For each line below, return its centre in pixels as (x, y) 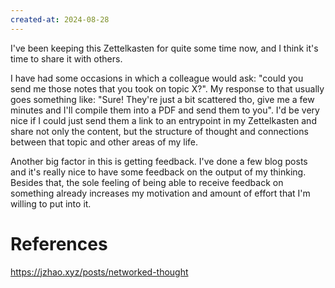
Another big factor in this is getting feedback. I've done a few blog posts (159, 161)
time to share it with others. (66, 58)
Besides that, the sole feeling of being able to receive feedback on (147, 182)
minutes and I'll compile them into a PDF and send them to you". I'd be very (165, 110)
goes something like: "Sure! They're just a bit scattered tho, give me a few (162, 99)
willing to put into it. (51, 203)
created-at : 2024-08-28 (60, 19)
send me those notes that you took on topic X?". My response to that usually (167, 88)
